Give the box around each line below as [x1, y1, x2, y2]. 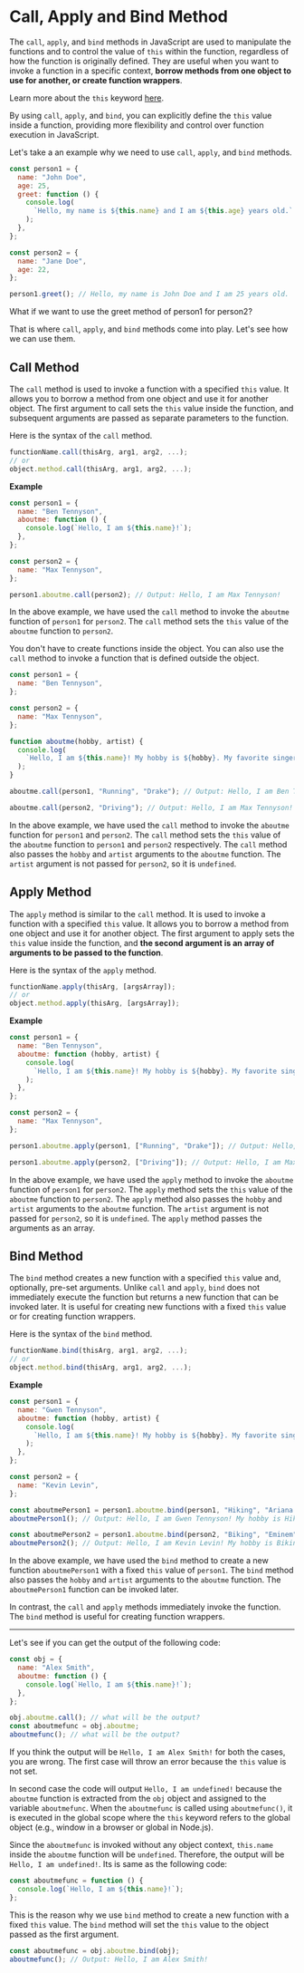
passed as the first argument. [9, 1929, 119, 1939]
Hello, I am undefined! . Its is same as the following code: [9, 1859, 228, 1869]
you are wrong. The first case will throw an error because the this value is [9, 1756, 287, 1766]
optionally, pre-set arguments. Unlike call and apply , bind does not [9, 1282, 261, 1293]
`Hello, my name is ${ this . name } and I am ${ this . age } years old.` [33, 207, 294, 216]
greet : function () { [17, 189, 100, 198]
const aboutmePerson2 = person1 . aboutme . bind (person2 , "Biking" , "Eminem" [9, 1530, 298, 1540]
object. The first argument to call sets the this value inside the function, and [9, 403, 294, 413]
